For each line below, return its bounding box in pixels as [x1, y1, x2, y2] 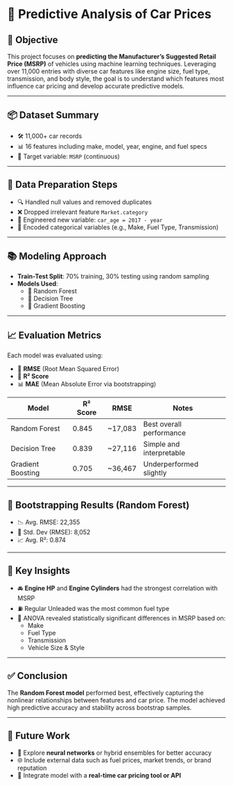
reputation [17, 764, 47, 772]
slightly [143, 468, 167, 478]
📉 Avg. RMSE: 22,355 [17, 518, 80, 527]
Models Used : [17, 279, 58, 288]
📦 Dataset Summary [7, 109, 99, 121]
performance [143, 428, 186, 438]
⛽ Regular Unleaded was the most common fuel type [17, 604, 170, 612]
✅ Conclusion [7, 670, 68, 682]
